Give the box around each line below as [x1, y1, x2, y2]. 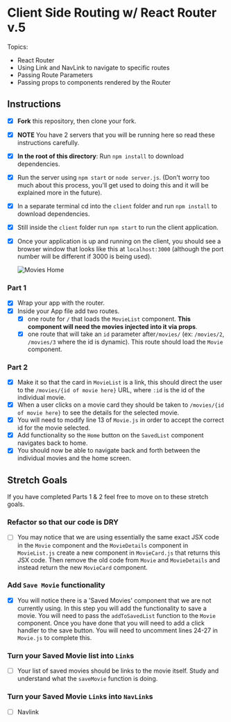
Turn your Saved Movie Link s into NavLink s [7, 692, 153, 702]
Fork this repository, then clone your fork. [17, 117, 137, 125]
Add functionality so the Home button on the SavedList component [17, 431, 204, 439]
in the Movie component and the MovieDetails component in [17, 541, 189, 549]
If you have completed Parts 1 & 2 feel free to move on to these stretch [7, 493, 209, 501]
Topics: [7, 42, 28, 51]
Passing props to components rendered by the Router [17, 78, 171, 86]
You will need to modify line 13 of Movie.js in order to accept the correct [17, 416, 224, 424]
